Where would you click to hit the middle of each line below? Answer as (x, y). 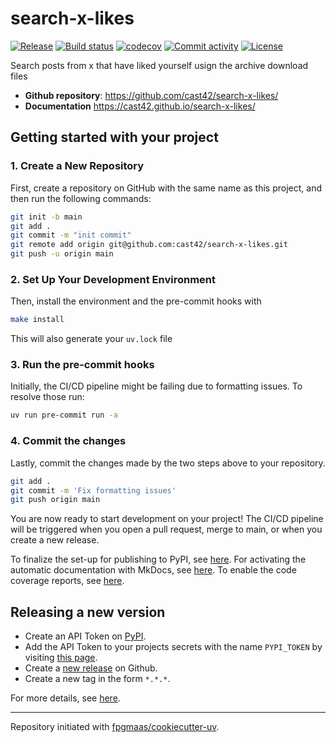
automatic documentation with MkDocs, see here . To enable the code (153, 570)
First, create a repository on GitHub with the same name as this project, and (166, 188)
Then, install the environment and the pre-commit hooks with (136, 301)
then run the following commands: (81, 198)
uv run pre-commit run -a (64, 415)
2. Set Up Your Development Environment (113, 279)
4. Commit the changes (68, 441)
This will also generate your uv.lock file (91, 339)
